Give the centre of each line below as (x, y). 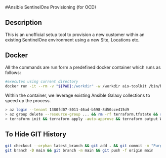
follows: (13, 72)
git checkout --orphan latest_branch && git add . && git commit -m (77, 146)
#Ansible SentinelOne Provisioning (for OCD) (51, 7)
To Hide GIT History (36, 135)
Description (23, 22)
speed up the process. (28, 101)
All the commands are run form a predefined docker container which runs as (83, 67)
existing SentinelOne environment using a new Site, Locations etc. (72, 39)
